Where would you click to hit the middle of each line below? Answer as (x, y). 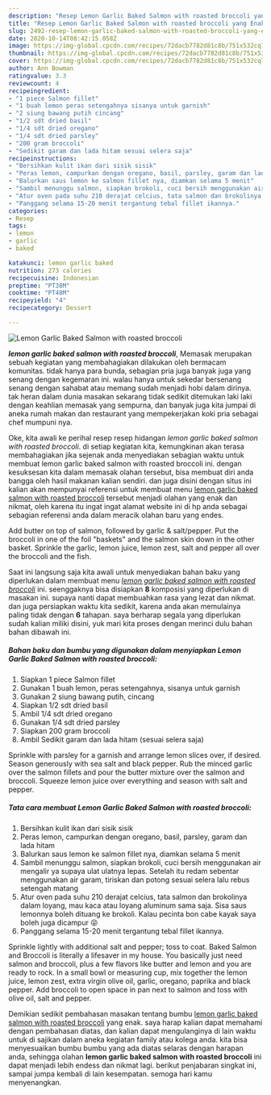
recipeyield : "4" (38, 301)
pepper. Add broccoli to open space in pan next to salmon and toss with (128, 989)
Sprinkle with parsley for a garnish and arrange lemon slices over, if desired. (135, 754)
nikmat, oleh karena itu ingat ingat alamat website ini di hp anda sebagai (128, 506)
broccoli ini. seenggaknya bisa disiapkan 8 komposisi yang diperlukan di (129, 589)
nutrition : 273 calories (50, 270)
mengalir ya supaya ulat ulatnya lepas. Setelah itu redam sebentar (129, 871)
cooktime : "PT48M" (39, 293)
